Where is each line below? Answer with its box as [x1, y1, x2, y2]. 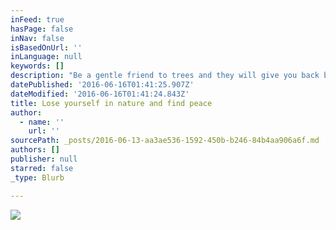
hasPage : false [10, 24, 74, 34]
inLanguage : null [10, 52, 83, 62]
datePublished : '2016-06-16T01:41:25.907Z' [10, 80, 195, 90]
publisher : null [10, 154, 78, 164]
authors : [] [10, 145, 60, 155]
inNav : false [10, 33, 65, 43]
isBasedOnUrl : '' [10, 42, 83, 53]
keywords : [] [10, 61, 65, 71]
